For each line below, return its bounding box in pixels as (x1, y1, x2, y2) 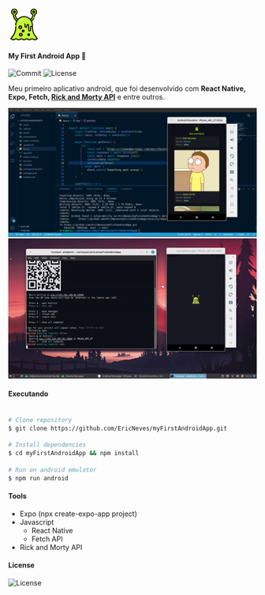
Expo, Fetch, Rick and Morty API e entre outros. (8, 92, 166, 102)
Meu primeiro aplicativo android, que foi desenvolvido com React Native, (8, 84, 246, 93)
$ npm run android (8, 474, 69, 482)
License (8, 560, 35, 570)
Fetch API (31, 534, 63, 544)
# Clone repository (8, 416, 73, 424)
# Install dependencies (8, 441, 87, 449)
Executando (8, 389, 49, 399)
